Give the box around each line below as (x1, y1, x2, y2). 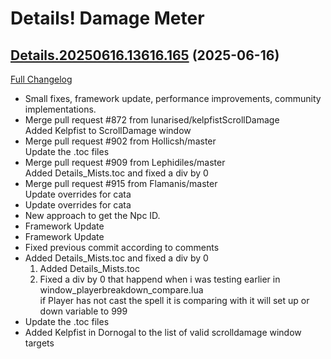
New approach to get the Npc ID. (24, 210, 161, 221)
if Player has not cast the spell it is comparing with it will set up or (39, 295, 310, 306)
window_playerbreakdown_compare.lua (39, 284, 204, 296)
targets (24, 337, 55, 349)
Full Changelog (10, 73, 73, 85)
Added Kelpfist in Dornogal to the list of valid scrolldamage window (24, 327, 302, 338)
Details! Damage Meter (10, 7, 205, 30)
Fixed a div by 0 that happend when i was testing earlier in (39, 273, 281, 285)
